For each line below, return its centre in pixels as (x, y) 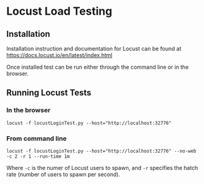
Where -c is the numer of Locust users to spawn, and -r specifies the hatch (102, 167)
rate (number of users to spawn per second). (63, 174)
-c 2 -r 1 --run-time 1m (38, 156)
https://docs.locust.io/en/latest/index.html (59, 55)
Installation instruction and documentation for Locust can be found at (94, 48)
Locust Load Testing (59, 11)
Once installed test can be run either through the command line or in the (98, 67)
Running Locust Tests (49, 93)
